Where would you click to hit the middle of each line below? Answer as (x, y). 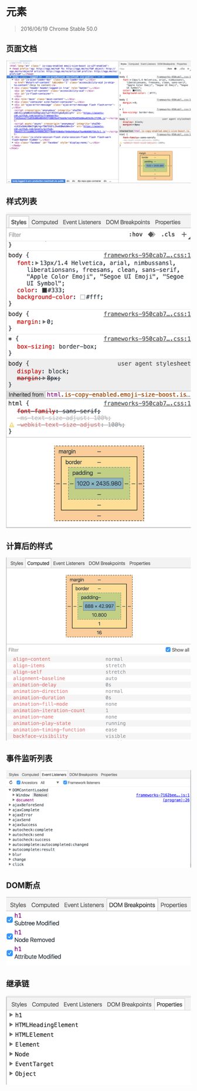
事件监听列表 (29, 759)
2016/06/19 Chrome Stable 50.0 (59, 29)
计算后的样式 (29, 546)
